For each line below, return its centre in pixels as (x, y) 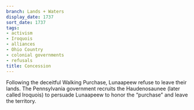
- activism (19, 33)
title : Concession (29, 66)
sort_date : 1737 (26, 22)
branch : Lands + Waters (35, 11)
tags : (13, 28)
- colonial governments (35, 55)
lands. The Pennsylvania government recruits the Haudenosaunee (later (93, 89)
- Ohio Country (25, 50)
